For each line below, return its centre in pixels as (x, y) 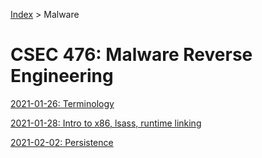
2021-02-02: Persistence (62, 142)
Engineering (62, 76)
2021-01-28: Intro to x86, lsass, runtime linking (106, 123)
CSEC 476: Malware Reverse (131, 55)
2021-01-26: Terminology (62, 103)
